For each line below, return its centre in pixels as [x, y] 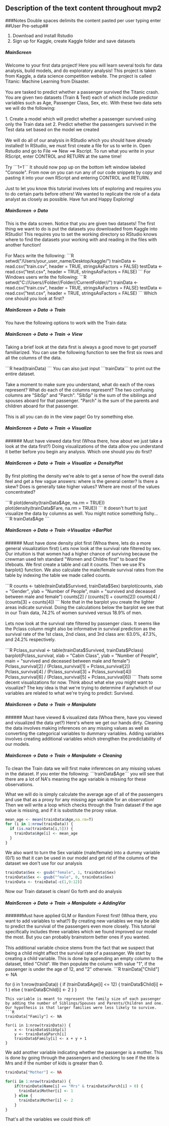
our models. [18, 744]
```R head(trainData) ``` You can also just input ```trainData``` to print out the [83, 368]
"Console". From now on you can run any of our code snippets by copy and [83, 172]
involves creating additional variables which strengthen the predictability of [83, 739]
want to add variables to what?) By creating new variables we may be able [82, 921]
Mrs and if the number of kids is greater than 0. [54, 1063]
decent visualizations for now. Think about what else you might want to [79, 682]
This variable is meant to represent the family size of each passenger [83, 999]
